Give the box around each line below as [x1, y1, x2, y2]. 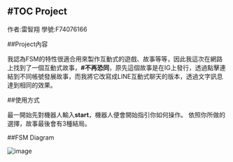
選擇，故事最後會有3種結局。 [7, 119, 91, 128]
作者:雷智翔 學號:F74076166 [7, 24, 87, 34]
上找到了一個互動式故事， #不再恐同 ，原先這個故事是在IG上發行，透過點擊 [7, 63, 220, 72]
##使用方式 [7, 96, 40, 104]
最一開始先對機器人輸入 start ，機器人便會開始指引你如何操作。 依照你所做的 [7, 110, 226, 119]
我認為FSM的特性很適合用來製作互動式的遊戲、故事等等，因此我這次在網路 [7, 54, 223, 63]
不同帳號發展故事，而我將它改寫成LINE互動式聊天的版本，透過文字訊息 [19, 72, 223, 80]
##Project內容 [7, 40, 48, 48]
